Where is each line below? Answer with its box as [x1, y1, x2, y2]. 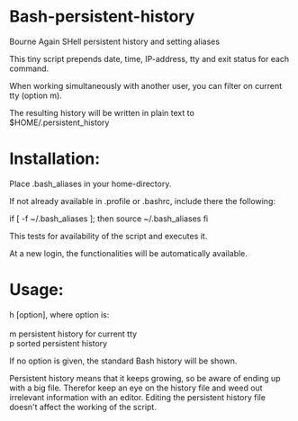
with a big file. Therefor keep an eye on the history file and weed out [9, 382, 263, 393]
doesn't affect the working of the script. [9, 401, 158, 412]
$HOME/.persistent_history [9, 117, 110, 128]
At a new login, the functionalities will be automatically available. [9, 247, 248, 258]
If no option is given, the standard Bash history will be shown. [9, 355, 238, 366]
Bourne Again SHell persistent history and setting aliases [9, 36, 221, 47]
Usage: [9, 280, 65, 300]
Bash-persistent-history [9, 6, 195, 27]
